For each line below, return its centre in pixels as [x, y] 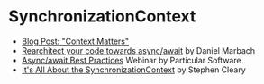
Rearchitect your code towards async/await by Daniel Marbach [138, 50]
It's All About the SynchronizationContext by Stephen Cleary [134, 70]
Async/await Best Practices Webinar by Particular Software [131, 60]
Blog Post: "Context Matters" [75, 41]
